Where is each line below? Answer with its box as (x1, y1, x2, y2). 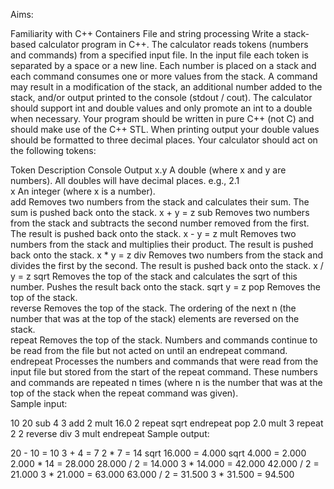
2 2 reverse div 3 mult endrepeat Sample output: (10, 428, 210, 439)
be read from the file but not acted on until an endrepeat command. (10, 345, 288, 356)
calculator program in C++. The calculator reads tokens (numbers (38, 39, 309, 50)
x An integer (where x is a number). (10, 185, 156, 197)
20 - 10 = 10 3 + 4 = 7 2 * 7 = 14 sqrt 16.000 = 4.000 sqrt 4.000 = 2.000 (10, 447, 307, 459)
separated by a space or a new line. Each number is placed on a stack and (10, 60, 317, 71)
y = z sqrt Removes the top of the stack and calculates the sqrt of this (10, 270, 298, 282)
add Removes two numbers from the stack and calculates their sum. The (10, 196, 310, 208)
